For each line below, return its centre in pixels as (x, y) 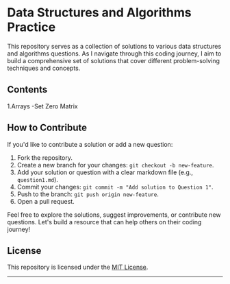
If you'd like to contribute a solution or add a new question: (90, 144)
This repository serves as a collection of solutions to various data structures (114, 46)
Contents (27, 90)
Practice (31, 27)
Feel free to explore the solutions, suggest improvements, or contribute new (114, 215)
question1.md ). (37, 179)
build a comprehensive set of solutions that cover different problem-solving (114, 60)
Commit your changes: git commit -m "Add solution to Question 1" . (115, 187)
